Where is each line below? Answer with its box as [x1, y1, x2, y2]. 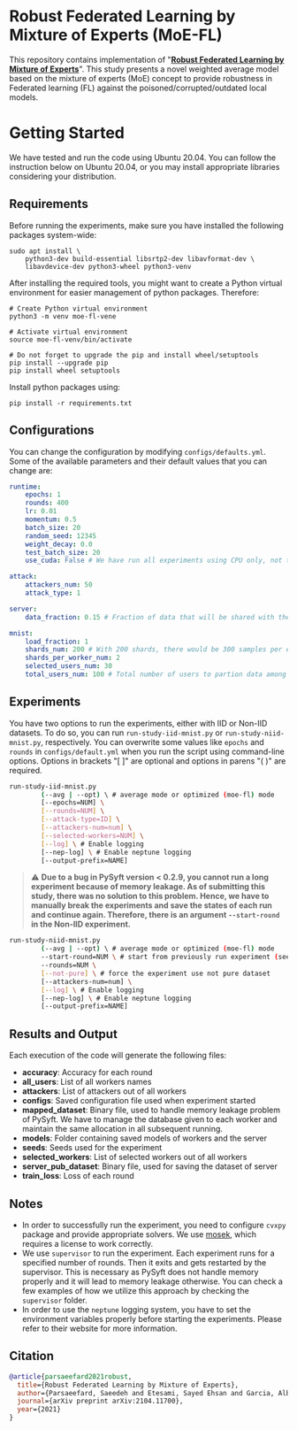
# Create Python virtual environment [9, 304, 148, 313]
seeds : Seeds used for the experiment [21, 1142, 163, 1153]
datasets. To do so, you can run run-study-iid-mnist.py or [9, 727, 224, 738]
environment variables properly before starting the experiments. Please [21, 1313, 283, 1324]
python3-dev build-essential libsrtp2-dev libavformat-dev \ [25, 254, 255, 263]
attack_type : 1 [25, 588, 81, 597]
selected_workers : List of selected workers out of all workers [21, 1152, 247, 1163]
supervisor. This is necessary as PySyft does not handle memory [21, 1266, 259, 1277]
